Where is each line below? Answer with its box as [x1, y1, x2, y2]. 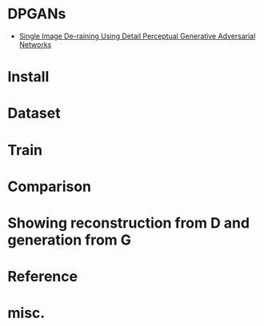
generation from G [7, 231, 132, 248]
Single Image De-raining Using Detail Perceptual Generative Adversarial [18, 31, 256, 41]
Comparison [7, 177, 92, 196]
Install [7, 68, 50, 86]
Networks [18, 39, 52, 49]
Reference [7, 268, 78, 286]
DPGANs [7, 5, 66, 23]
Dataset [7, 105, 61, 122]
